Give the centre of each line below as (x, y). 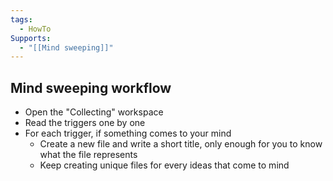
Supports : (31, 38)
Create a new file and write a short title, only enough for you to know (181, 144)
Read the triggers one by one (85, 123)
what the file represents (88, 155)
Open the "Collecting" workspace (94, 112)
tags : (21, 19)
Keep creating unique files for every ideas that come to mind (164, 165)
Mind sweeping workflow (91, 87)
